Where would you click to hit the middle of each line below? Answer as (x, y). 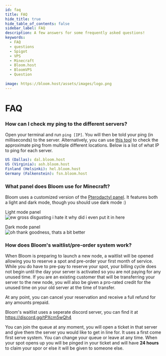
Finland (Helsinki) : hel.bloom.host (43, 169)
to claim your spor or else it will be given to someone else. (64, 348)
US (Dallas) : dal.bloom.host (35, 160)
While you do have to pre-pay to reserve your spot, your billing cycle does (81, 267)
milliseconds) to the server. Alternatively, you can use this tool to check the (82, 140)
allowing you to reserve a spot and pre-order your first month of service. (79, 261)
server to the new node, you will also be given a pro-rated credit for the (78, 282)
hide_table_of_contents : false (37, 24)
